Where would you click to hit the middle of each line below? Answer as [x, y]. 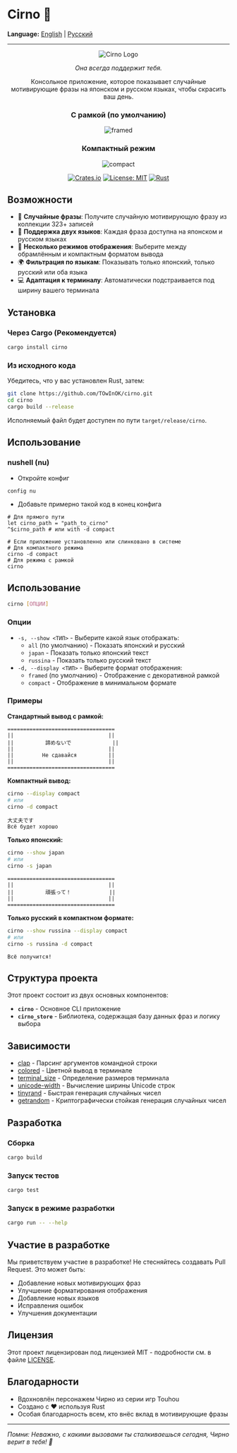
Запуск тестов [34, 1176]
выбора [29, 1024]
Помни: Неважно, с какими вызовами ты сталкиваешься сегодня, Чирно [118, 1434]
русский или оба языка [53, 272]
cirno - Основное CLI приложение [69, 1009]
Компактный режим [119, 149]
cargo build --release [41, 406]
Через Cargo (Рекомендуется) [62, 332]
